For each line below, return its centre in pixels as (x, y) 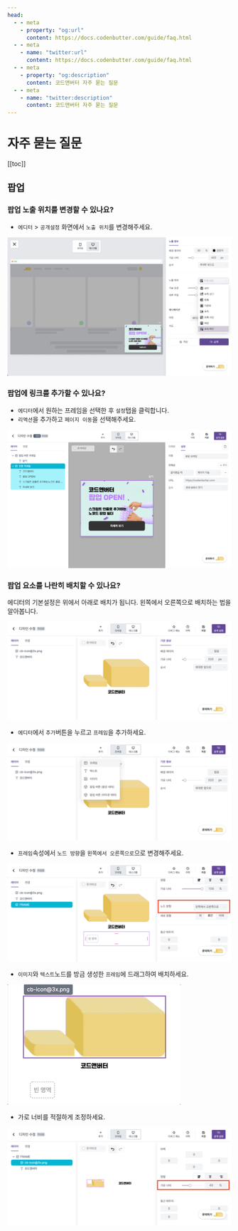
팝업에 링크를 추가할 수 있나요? (56, 393)
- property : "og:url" (52, 30)
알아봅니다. (23, 611)
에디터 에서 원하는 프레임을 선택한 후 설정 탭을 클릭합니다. (93, 410)
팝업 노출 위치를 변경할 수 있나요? (61, 210)
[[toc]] (17, 164)
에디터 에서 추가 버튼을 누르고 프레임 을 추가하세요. (82, 732)
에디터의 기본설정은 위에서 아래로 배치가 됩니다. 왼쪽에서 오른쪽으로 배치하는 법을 (119, 603)
